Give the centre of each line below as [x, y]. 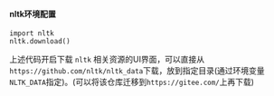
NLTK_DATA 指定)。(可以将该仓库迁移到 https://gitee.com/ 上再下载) [132, 82]
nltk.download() [40, 42]
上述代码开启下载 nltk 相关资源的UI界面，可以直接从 [107, 60]
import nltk [32, 34]
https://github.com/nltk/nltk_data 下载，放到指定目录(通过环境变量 [137, 71]
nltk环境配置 [33, 14]
